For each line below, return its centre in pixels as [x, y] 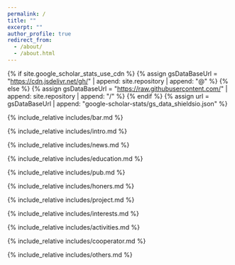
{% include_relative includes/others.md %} [70, 254]
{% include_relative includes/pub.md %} [66, 172]
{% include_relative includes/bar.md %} [65, 117]
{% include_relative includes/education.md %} [75, 158]
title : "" [22, 21]
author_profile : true [39, 34]
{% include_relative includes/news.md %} [69, 145]
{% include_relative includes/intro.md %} [67, 131]
